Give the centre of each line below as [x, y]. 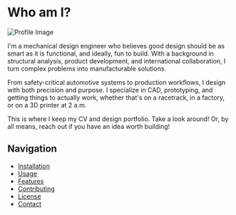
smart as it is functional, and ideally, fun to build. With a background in [111, 53]
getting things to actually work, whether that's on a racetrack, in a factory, [116, 98]
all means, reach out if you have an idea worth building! [89, 126]
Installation [34, 166]
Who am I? [39, 12]
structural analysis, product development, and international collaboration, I [117, 61]
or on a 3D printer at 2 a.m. [47, 105]
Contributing [36, 189]
